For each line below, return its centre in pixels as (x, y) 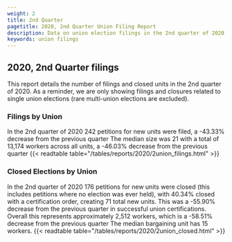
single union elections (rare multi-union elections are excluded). (98, 98)
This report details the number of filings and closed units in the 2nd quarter (114, 84)
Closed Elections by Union (52, 171)
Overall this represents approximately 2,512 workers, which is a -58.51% (110, 216)
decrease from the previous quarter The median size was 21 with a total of (113, 139)
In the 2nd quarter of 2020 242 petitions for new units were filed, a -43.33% (116, 131)
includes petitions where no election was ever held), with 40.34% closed (111, 194)
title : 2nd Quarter (35, 20)
